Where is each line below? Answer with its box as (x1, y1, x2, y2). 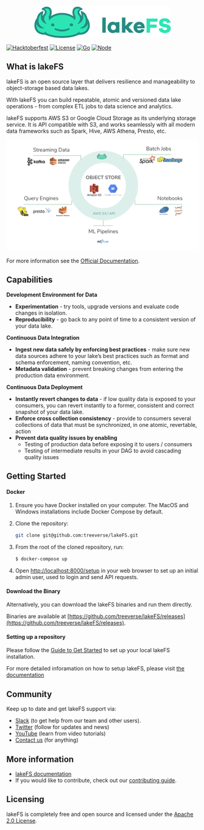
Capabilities (6, 275, 53, 285)
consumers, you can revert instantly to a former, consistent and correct (15, 401, 194, 409)
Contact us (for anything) (15, 736, 79, 744)
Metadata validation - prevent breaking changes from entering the (15, 365, 184, 372)
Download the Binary (6, 587, 61, 594)
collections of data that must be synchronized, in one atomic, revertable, (15, 421, 197, 428)
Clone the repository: (15, 520, 69, 527)
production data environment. (15, 371, 90, 379)
